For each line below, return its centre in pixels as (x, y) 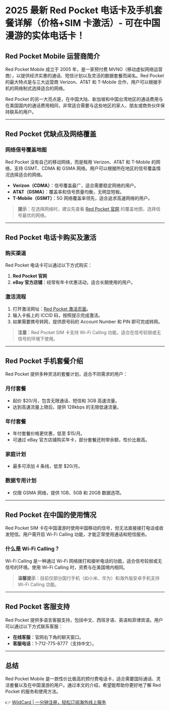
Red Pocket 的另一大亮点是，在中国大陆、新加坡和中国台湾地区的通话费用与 (84, 99)
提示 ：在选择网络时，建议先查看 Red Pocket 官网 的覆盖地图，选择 (87, 209)
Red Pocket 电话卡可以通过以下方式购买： (49, 265)
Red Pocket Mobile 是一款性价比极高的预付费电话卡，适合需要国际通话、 (81, 679)
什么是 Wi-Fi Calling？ (32, 549)
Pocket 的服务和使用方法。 (33, 692)
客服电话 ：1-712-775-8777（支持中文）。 (55, 643)
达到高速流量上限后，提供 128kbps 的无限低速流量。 (67, 407)
